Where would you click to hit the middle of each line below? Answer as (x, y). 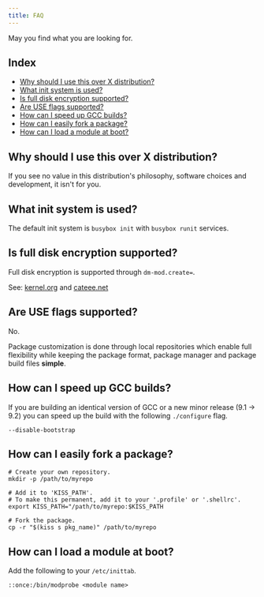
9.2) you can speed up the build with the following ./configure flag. (118, 415)
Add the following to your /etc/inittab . (72, 571)
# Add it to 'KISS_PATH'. (50, 493)
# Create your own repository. (59, 472)
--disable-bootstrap (42, 430)
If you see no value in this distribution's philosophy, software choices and (127, 176)
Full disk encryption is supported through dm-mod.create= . (102, 272)
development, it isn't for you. (55, 184)
